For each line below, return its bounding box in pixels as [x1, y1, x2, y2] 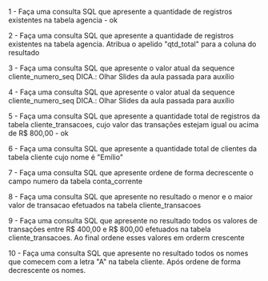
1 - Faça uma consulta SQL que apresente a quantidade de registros [8, 7, 233, 16]
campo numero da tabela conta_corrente [8, 176, 142, 186]
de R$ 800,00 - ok [8, 128, 70, 138]
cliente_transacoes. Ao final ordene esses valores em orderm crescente [8, 233, 246, 243]
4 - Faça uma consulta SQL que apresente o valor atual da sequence [8, 87, 235, 97]
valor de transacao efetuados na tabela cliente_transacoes [8, 200, 202, 210]
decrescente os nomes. [8, 266, 86, 275]
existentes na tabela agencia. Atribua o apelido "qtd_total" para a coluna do [8, 39, 257, 49]
